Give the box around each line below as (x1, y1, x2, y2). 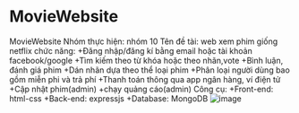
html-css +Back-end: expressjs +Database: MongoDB (9, 92, 209, 104)
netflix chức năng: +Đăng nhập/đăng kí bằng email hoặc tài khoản (9, 45, 252, 56)
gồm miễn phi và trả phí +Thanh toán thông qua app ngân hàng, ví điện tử (9, 74, 281, 84)
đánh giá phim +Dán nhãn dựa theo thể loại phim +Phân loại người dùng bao (9, 65, 291, 75)
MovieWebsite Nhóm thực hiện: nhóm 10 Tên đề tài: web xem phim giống (9, 36, 278, 47)
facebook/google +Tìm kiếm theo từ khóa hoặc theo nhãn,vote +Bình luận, (9, 55, 284, 65)
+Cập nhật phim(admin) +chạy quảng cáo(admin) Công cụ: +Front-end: (9, 83, 274, 94)
